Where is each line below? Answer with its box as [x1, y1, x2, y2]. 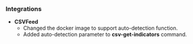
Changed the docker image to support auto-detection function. [23, 24, 178, 32]
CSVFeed [14, 18, 39, 26]
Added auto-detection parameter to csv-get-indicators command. [23, 31, 187, 38]
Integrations [5, 5, 42, 13]
